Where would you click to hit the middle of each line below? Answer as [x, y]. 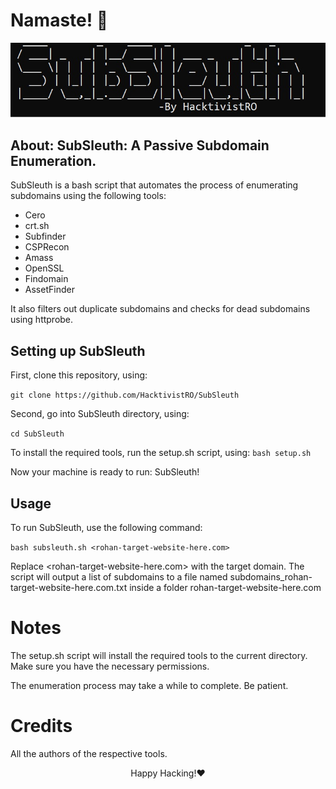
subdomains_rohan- [271, 577]
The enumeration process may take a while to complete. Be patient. [149, 685]
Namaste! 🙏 [59, 20]
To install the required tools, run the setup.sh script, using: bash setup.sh [161, 453]
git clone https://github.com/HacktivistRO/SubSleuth [125, 395]
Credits [41, 726]
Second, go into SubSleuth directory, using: [100, 414]
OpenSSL [44, 268]
